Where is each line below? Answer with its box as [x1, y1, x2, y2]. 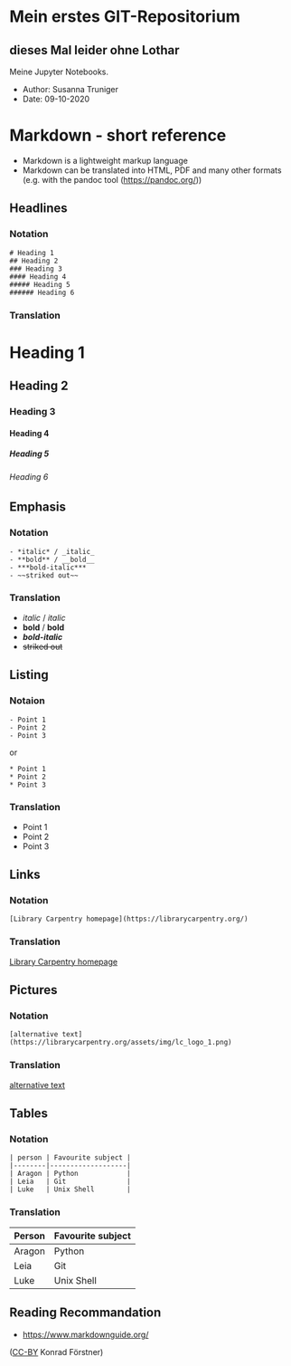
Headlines [9, 201, 68, 216]
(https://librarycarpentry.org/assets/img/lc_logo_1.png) [9, 1038, 232, 1047]
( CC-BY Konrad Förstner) [9, 1346, 104, 1357]
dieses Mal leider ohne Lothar [9, 43, 180, 58]
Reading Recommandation [9, 1305, 162, 1321]
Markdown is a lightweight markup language [22, 155, 188, 166]
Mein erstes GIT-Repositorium [9, 6, 241, 27]
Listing [9, 667, 50, 683]
